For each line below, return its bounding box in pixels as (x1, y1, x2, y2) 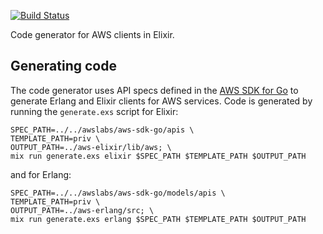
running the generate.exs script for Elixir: (10, 105, 179, 117)
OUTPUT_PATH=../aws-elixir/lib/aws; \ (10, 142, 172, 152)
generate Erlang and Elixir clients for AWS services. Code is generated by (10, 95, 313, 107)
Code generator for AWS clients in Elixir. (10, 29, 175, 40)
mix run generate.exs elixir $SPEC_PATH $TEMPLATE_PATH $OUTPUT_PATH (10, 151, 307, 161)
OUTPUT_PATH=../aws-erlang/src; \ (10, 205, 155, 215)
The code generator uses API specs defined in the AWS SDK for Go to (10, 84, 299, 96)
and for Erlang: (10, 168, 72, 180)
